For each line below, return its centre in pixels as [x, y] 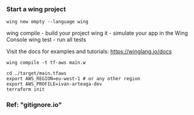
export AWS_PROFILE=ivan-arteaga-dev [54, 84]
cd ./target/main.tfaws [37, 73]
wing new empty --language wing [47, 22]
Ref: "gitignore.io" [34, 105]
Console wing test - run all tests [46, 40]
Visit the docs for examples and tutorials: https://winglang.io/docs [89, 51]
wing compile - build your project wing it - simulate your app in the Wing [97, 33]
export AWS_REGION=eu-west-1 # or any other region [73, 79]
